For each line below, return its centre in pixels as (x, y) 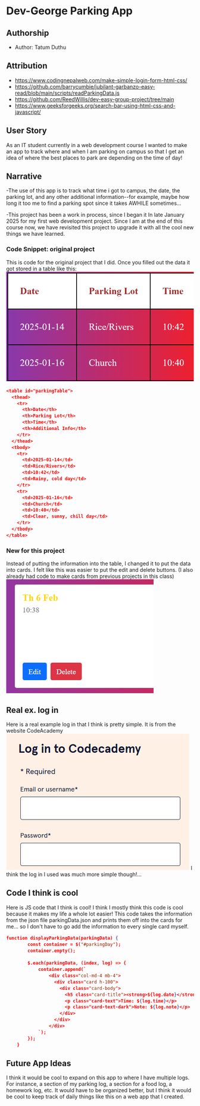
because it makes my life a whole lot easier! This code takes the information (99, 914)
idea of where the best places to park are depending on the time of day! (94, 158)
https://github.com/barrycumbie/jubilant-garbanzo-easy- (85, 86)
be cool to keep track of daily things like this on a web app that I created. (95, 1096)
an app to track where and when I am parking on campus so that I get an (95, 151)
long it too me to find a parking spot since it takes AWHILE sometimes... (94, 203)
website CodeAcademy (35, 730)
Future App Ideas (39, 1063)
